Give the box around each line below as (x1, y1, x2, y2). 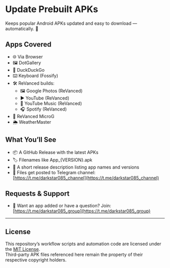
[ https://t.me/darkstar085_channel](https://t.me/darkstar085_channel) (12, 175, 159, 181)
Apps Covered (5, 40, 52, 49)
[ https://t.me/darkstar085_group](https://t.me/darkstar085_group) (12, 208, 151, 214)
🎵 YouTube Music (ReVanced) (20, 100, 82, 106)
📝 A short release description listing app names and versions (12, 164, 140, 170)
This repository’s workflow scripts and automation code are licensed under (5, 241, 161, 247)
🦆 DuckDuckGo (12, 67, 45, 73)
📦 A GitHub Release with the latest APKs (12, 149, 99, 155)
